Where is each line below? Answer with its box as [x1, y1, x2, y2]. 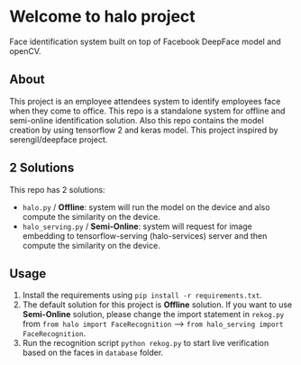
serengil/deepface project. [9, 133, 108, 145]
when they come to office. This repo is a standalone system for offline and [9, 105, 286, 116]
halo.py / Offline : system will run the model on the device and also [22, 201, 270, 213]
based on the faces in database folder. [22, 347, 164, 358]
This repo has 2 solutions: [9, 184, 105, 195]
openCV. [9, 45, 41, 56]
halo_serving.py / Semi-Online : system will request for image [22, 221, 252, 232]
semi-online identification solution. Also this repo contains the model [9, 114, 264, 125]
